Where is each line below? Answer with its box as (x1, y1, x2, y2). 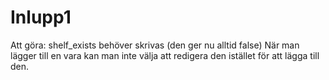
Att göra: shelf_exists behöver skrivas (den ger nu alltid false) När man (10, 39, 300, 51)
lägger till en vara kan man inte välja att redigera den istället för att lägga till (10, 49, 320, 61)
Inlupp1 (10, 6, 72, 29)
